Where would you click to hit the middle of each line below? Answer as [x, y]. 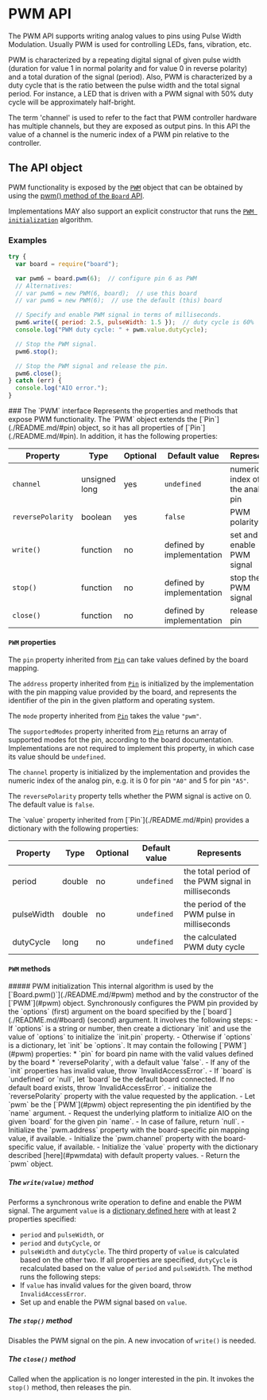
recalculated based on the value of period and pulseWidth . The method [136, 1269]
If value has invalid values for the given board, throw [106, 1285]
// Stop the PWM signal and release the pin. [92, 366]
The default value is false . [52, 804]
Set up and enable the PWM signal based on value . [103, 1302]
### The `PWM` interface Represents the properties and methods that [123, 411]
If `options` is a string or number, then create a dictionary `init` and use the [130, 1029]
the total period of [217, 871]
